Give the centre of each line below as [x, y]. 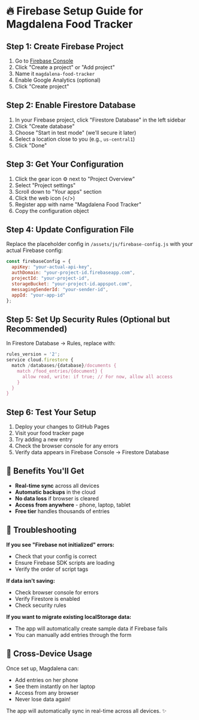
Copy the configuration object [52, 211]
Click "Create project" [42, 86]
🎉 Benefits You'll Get [45, 471]
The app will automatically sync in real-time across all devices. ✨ [86, 710]
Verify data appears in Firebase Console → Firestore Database [92, 452]
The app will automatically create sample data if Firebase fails [91, 628]
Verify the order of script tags [52, 569]
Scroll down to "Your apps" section [58, 191]
